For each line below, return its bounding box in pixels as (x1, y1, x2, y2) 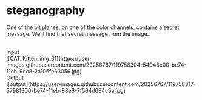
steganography (6, 4, 86, 18)
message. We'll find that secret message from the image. (6, 30, 149, 37)
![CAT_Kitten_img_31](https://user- (6, 55, 92, 62)
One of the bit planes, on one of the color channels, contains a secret (6, 24, 180, 31)
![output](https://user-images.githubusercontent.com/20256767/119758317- (6, 80, 196, 88)
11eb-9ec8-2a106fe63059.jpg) (6, 67, 82, 75)
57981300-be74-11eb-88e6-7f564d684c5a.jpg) (6, 87, 126, 94)
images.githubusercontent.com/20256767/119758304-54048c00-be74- (6, 61, 187, 68)
